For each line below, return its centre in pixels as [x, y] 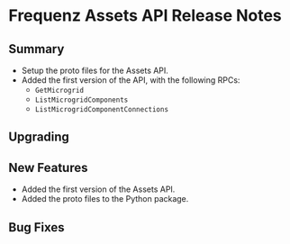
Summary [36, 49]
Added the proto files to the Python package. [105, 199]
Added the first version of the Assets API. [98, 189]
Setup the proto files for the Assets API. [95, 70]
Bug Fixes [36, 227]
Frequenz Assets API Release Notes [145, 16]
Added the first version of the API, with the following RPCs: [131, 80]
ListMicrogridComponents [82, 100]
